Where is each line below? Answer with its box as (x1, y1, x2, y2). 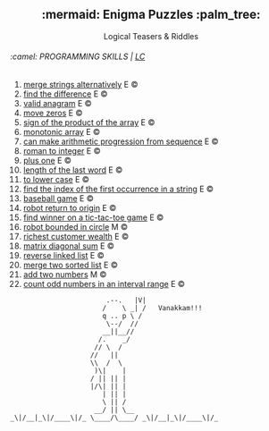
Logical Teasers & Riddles (103, 30, 199, 41)
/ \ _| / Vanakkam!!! (102, 304, 203, 313)
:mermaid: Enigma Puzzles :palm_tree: (41, 7, 261, 22)
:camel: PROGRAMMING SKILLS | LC (10, 51, 146, 62)
